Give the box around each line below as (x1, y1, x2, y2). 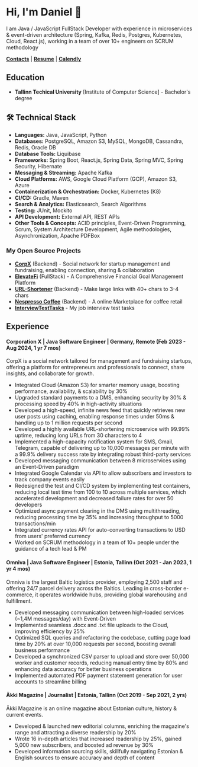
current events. (6, 711, 43, 718)
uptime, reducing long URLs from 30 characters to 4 (14, 432, 142, 439)
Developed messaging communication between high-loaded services (14, 609, 184, 616)
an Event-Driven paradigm (14, 464, 79, 471)
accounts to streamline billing (14, 678, 87, 685)
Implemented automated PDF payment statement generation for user (14, 672, 183, 679)
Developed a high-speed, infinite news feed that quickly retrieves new (14, 407, 186, 414)
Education (6, 72, 45, 82)
